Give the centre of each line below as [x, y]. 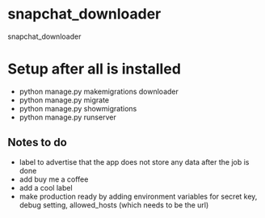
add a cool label [46, 187]
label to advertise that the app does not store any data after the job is [134, 161]
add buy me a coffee [54, 179]
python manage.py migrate [64, 100]
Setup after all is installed [94, 69]
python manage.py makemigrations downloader [99, 91]
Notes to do [38, 143]
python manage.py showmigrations [78, 108]
